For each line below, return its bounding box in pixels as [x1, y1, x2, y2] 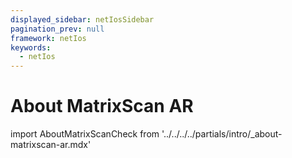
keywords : [10, 42, 52, 53]
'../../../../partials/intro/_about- [161, 128, 283, 140]
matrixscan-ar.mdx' [10, 139, 92, 151]
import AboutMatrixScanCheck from [10, 128, 160, 140]
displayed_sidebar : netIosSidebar [10, 14, 155, 25]
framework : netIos [10, 33, 87, 43]
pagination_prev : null [10, 24, 105, 34]
